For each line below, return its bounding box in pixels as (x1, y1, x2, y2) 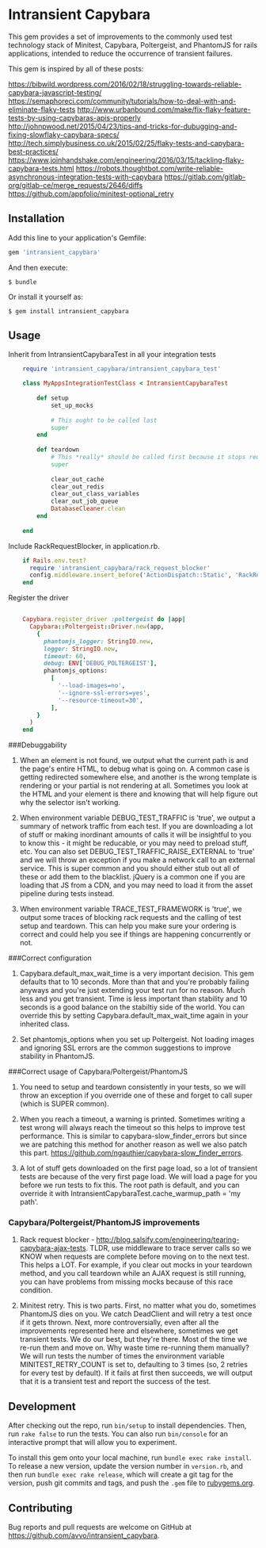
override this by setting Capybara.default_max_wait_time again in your (19, 1011, 249, 1021)
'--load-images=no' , (58, 682, 126, 690)
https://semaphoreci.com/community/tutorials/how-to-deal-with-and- (8, 96, 237, 105)
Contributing (8, 1501, 73, 1515)
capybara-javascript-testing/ (8, 87, 102, 97)
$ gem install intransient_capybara (8, 307, 129, 315)
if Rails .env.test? (22, 557, 87, 565)
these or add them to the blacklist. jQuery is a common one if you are (19, 872, 245, 882)
